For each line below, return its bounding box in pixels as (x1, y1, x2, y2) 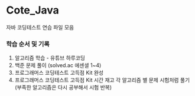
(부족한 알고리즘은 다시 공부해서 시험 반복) (14, 84, 112, 91)
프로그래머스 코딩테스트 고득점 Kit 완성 (14, 69, 104, 77)
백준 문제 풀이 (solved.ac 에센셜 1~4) (14, 62, 102, 69)
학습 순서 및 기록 (6, 39, 50, 48)
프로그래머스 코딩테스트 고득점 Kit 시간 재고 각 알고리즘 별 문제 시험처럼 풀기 (14, 77, 190, 84)
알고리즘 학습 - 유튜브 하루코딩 (14, 54, 86, 62)
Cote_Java (6, 4, 59, 17)
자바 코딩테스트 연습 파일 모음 (6, 24, 74, 31)
